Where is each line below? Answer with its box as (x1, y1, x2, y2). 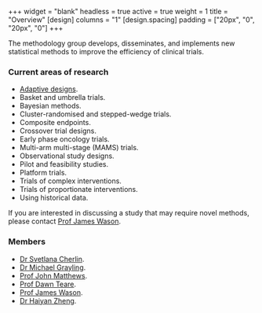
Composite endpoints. (19, 118, 92, 127)
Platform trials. (19, 168, 67, 178)
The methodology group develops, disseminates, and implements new (8, 39, 235, 48)
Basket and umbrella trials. (19, 93, 106, 102)
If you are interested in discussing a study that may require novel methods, (8, 208, 249, 218)
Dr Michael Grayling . (19, 263, 86, 272)
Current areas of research (8, 66, 109, 77)
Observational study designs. (19, 151, 115, 160)
